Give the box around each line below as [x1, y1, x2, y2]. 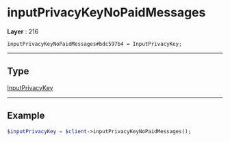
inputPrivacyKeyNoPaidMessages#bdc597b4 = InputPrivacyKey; [7, 40, 183, 47]
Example [7, 110, 45, 122]
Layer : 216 [7, 27, 39, 35]
